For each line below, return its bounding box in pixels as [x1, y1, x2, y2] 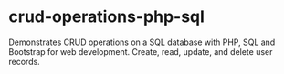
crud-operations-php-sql [8, 6, 205, 27]
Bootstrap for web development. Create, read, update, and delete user [8, 46, 273, 57]
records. [8, 56, 40, 67]
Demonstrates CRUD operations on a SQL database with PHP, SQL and [8, 37, 276, 48]
